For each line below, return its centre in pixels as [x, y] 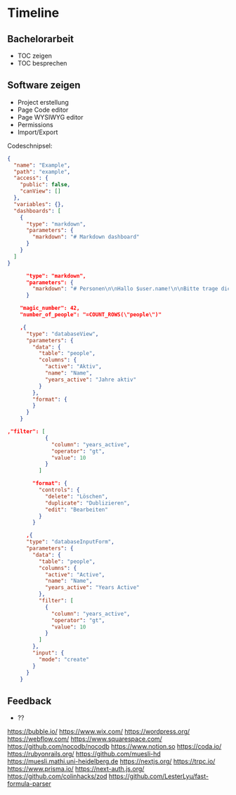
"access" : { [31, 178]
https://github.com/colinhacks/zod [57, 776]
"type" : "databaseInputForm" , [70, 542]
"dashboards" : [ [37, 211]
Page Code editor [43, 110]
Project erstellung [43, 102]
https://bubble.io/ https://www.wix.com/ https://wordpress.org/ [99, 732]
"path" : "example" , [42, 172]
